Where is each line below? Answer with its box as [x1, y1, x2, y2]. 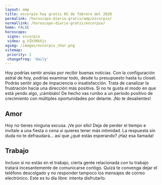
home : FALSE [5, 25, 29, 30]
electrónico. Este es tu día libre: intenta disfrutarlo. [5, 175, 106, 181]
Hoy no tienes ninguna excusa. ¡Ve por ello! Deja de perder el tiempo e [5, 123, 146, 128]
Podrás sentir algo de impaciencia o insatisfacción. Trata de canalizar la [5, 80, 149, 86]
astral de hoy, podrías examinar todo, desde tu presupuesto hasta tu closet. [5, 75, 157, 81]
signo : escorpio [7, 34, 40, 39]
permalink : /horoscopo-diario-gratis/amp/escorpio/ [5, 16, 112, 21]
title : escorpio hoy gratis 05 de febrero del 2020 [5, 12, 112, 16]
